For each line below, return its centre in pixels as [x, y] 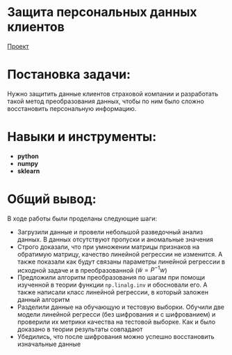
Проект [18, 46]
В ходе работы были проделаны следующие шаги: [82, 218]
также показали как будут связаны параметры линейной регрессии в [121, 262]
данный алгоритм [43, 300]
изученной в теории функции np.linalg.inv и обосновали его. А [112, 285]
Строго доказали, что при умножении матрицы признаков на [108, 247]
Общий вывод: [52, 199]
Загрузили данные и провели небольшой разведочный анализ [110, 232]
